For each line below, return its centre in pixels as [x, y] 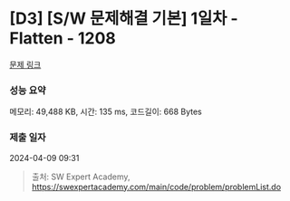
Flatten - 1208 [63, 38]
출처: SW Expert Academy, [81, 177]
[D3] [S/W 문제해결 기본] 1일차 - [124, 19]
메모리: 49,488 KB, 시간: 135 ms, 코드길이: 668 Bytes [106, 112]
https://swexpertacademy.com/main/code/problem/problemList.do [156, 187]
